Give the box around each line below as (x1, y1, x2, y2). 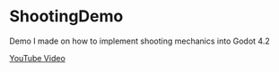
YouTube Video (9, 52, 65, 63)
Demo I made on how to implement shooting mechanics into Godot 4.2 (9, 36, 271, 46)
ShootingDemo (9, 6, 124, 27)
